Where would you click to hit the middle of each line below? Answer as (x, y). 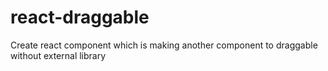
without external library (58, 55)
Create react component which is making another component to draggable (164, 45)
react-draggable (80, 17)
